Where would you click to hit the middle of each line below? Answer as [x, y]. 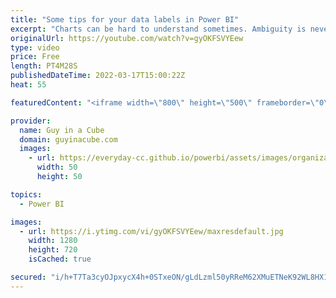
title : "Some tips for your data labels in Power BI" [125, 19]
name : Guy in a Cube [62, 130]
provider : [31, 121]
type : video [35, 47]
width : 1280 [53, 241]
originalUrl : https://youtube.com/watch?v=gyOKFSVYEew [127, 38]
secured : [28, 277]
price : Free [35, 57]
